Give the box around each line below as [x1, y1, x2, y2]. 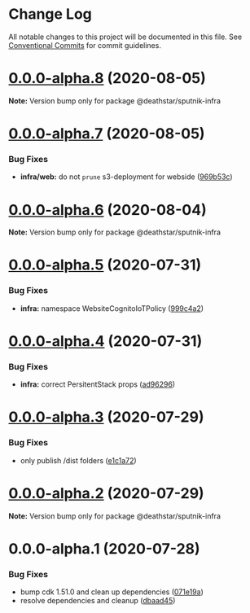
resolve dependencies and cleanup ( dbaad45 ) [20, 596, 176, 606]
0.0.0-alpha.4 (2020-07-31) [8, 331, 203, 350]
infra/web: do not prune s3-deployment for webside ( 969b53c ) [20, 172, 234, 182]
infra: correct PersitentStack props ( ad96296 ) [20, 379, 176, 389]
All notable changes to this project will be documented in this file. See [8, 32, 243, 42]
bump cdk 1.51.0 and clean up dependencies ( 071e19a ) [20, 587, 204, 597]
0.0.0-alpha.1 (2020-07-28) [8, 539, 201, 558]
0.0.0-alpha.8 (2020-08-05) [8, 69, 206, 88]
